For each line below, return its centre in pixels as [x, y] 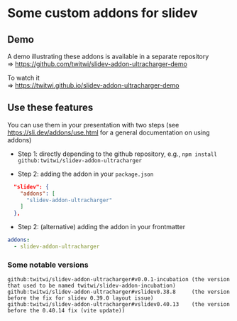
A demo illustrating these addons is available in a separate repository [108, 56]
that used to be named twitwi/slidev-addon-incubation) [92, 286]
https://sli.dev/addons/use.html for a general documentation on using [109, 132]
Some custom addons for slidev [103, 13]
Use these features [50, 108]
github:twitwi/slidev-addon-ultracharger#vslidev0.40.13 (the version [119, 305]
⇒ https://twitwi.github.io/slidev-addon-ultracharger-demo [93, 85]
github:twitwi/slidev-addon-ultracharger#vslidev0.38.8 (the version [119, 292]
